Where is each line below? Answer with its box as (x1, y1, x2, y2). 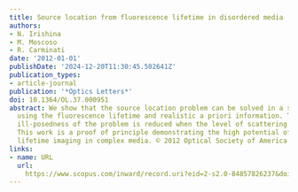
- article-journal (9, 79, 77, 88)
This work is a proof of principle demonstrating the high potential (17, 128, 279, 137)
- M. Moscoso (9, 37, 58, 47)
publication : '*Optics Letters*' (9, 87, 133, 96)
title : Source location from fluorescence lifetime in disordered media (9, 12, 284, 22)
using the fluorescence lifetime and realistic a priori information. (17, 111, 284, 120)
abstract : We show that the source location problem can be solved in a (9, 104, 284, 112)
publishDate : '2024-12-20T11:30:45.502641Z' (9, 63, 176, 72)
